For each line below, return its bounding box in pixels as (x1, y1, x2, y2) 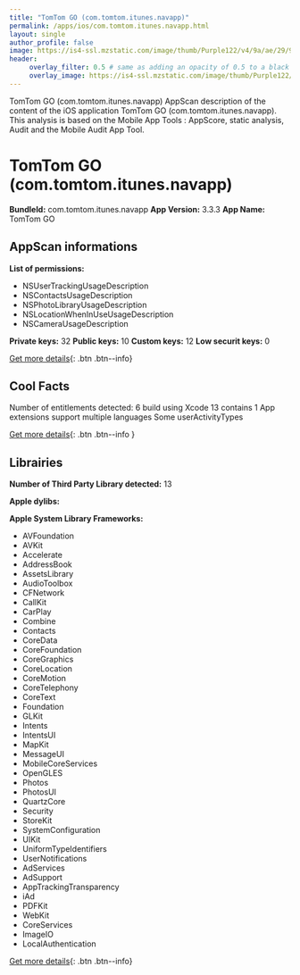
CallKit (21, 597, 47, 608)
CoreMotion (21, 673, 67, 684)
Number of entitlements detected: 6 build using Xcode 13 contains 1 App (9, 403, 275, 413)
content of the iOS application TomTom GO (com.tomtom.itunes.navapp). (9, 104, 277, 116)
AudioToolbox (21, 578, 73, 589)
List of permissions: (9, 262, 85, 273)
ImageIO (21, 929, 54, 940)
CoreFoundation (21, 645, 82, 655)
